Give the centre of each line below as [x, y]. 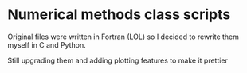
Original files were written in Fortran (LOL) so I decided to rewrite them [123, 36]
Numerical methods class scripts [119, 15]
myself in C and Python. [47, 44]
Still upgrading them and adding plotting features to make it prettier [118, 60]
